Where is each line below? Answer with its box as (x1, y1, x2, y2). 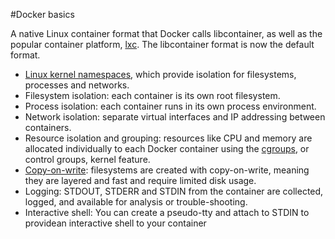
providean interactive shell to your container (24, 217, 207, 229)
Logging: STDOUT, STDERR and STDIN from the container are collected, (24, 185, 324, 197)
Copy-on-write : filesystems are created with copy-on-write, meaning (24, 164, 310, 176)
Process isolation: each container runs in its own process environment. (24, 100, 317, 112)
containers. (24, 122, 72, 133)
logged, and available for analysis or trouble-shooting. (24, 196, 248, 208)
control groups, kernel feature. (24, 154, 151, 165)
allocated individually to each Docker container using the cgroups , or (24, 143, 310, 154)
